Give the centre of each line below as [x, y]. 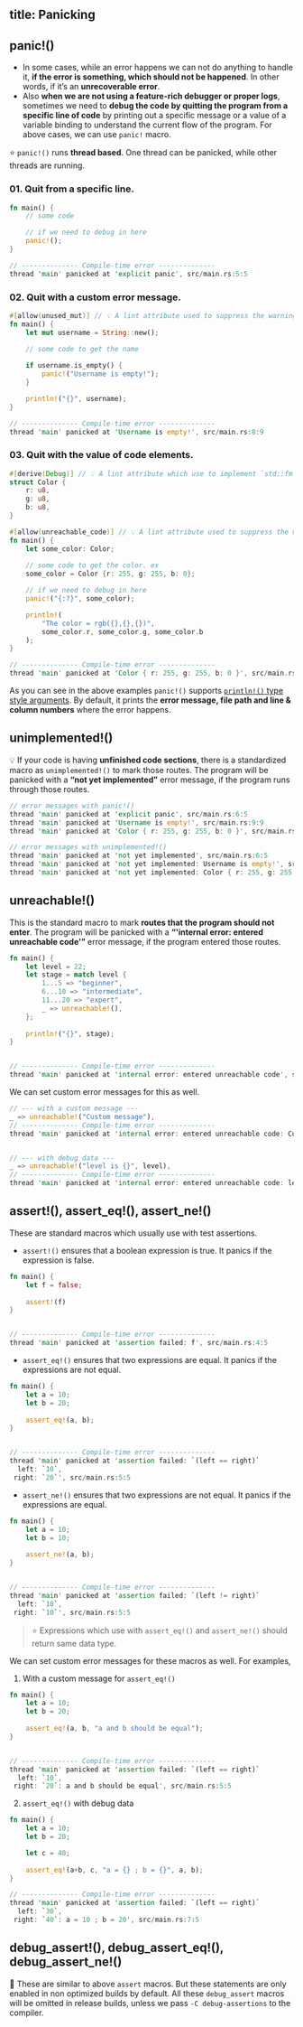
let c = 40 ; [48, 1853]
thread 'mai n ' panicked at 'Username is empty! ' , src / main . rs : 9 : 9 [137, 822]
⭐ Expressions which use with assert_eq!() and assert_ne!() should [159, 1630]
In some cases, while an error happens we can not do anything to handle [157, 68]
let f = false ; [54, 1285]
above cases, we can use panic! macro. [96, 135]
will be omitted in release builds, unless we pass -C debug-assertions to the [150, 2003]
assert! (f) [46, 1302]
